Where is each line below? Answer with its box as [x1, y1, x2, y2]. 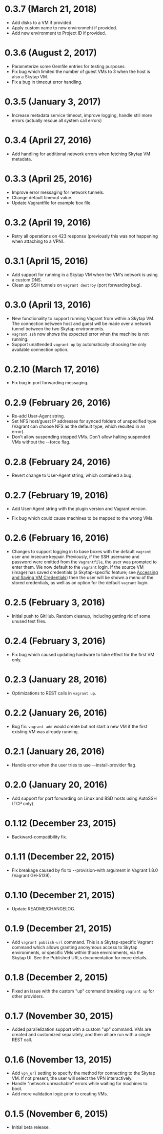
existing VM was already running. [11, 728, 79, 735]
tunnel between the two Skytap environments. [11, 325, 104, 331]
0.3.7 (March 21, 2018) [4, 3, 97, 15]
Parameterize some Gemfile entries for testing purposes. [11, 63, 126, 69]
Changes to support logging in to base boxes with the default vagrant [11, 549, 152, 555]
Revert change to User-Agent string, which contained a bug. [11, 472, 133, 478]
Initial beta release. [11, 1124, 50, 1130]
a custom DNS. [11, 277, 42, 282]
